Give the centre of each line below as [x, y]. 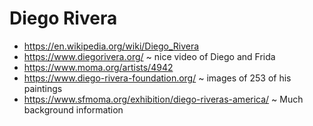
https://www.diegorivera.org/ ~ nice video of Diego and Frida [149, 56]
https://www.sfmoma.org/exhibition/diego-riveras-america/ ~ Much [163, 99]
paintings [43, 88]
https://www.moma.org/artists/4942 [98, 67]
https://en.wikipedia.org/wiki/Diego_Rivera [111, 46]
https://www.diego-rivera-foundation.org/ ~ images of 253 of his [157, 78]
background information [73, 109]
